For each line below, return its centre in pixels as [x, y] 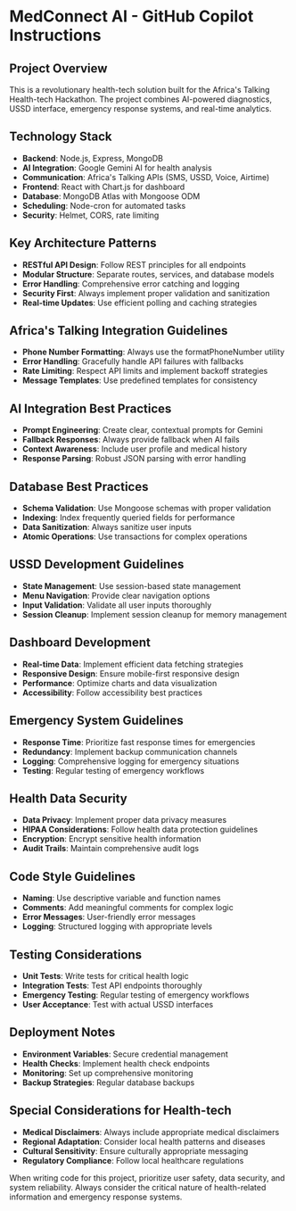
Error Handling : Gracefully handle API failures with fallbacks [133, 361]
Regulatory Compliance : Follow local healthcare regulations [133, 1160]
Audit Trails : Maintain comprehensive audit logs [110, 849]
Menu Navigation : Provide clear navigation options [116, 595]
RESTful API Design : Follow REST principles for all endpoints [134, 264]
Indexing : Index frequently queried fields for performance [128, 518]
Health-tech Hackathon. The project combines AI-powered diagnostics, [140, 99]
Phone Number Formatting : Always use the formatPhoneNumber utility [153, 352]
